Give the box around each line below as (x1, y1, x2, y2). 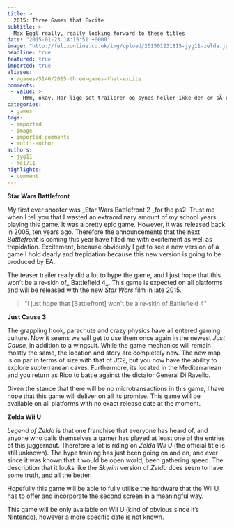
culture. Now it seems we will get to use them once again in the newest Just (7, 333, 226, 342)
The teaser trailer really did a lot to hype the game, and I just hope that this (7, 270, 221, 279)
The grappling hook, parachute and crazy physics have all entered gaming (7, 326, 221, 335)
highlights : (7, 166, 42, 173)
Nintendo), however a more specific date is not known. (7, 513, 164, 521)
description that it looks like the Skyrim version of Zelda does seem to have (7, 463, 224, 471)
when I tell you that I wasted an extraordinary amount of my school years (7, 212, 217, 221)
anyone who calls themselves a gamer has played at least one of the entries (7, 434, 225, 442)
